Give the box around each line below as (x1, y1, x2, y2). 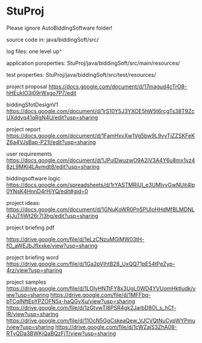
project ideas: (6, 199, 41, 206)
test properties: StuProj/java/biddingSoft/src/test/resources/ (6, 71, 156, 78)
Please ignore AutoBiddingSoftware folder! (6, 24, 113, 31)
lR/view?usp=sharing (6, 310, 59, 318)
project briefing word (6, 253, 59, 261)
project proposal (6, 83, 47, 90)
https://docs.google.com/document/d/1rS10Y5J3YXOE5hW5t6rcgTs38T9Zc (6, 107, 195, 114)
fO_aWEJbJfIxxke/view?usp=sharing (6, 242, 98, 249)
